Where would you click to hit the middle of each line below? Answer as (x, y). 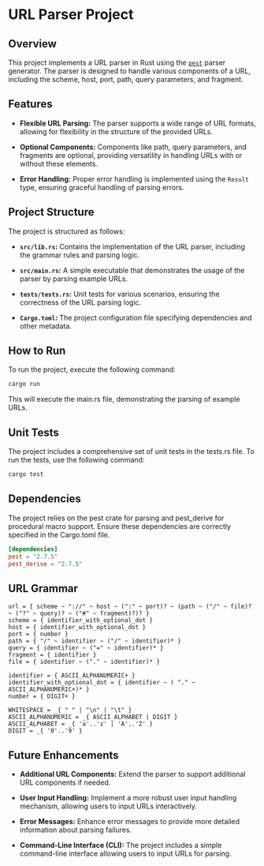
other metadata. (46, 326)
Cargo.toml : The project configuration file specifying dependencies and (136, 317)
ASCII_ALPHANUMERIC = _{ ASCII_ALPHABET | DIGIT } (93, 717)
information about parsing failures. (76, 830)
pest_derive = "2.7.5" (45, 564)
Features (30, 104)
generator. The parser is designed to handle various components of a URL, (129, 71)
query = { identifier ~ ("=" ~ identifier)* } (86, 648)
